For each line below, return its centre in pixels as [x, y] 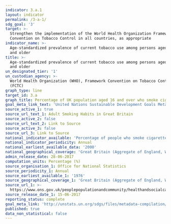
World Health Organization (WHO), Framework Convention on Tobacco [83, 81]
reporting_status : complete [35, 199]
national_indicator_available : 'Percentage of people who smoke [75, 138]
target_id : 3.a [21, 95]
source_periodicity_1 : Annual [37, 171]
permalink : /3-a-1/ [26, 19]
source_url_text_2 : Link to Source [43, 123]
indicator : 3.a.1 [24, 10]
